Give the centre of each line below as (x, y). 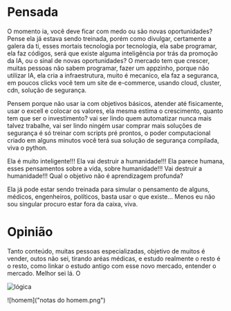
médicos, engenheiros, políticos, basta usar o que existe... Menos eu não (111, 196)
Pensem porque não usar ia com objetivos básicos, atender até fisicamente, (115, 103)
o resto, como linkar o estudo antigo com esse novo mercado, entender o (112, 266)
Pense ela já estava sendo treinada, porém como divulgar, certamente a (110, 38)
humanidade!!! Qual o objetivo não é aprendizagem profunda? (95, 176)
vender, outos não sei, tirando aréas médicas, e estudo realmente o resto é (114, 258)
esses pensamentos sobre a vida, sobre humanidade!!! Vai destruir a (105, 168)
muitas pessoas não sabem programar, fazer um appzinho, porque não (108, 68)
